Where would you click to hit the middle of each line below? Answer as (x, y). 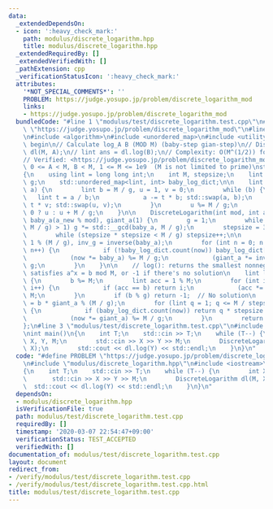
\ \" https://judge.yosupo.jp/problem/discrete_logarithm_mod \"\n (136, 129)
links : (34, 107)
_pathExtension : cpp (50, 69)
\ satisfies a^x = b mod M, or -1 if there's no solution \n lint (141, 273)
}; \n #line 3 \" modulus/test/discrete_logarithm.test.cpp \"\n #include (143, 326)
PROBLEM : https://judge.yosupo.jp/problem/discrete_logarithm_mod (138, 99)
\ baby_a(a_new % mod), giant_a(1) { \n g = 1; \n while (143, 220)
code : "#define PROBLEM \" (61, 356)
